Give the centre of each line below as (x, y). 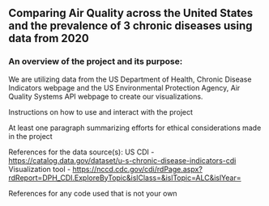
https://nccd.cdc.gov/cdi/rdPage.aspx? (137, 169)
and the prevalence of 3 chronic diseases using (130, 26)
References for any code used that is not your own (93, 193)
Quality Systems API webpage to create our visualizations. (106, 96)
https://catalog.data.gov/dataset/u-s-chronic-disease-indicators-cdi (122, 160)
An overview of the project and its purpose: (96, 61)
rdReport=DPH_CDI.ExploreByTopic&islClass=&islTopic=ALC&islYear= (125, 178)
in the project (30, 136)
